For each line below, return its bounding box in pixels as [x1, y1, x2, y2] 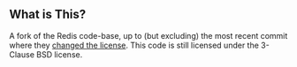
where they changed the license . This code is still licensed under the [9, 40, 259, 50]
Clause [9, 48, 35, 60]
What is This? [9, 7, 87, 22]
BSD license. [36, 48, 83, 60]
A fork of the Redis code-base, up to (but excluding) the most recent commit [9, 30, 288, 41]
